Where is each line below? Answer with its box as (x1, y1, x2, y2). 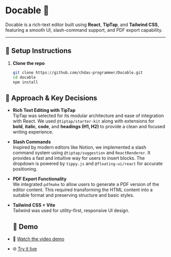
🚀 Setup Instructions (5, 46, 72, 55)
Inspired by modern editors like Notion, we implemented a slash (12, 144, 147, 150)
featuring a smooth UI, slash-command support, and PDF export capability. (5, 27, 163, 33)
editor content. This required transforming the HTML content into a (12, 186, 153, 193)
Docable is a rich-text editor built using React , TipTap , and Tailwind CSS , (5, 21, 159, 28)
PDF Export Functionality (12, 176, 67, 182)
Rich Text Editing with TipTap (12, 107, 76, 113)
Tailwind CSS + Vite (12, 202, 55, 208)
